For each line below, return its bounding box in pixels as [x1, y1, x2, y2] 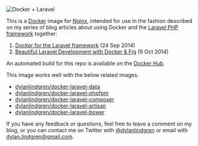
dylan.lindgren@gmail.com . [6, 133, 74, 140]
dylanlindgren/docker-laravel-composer [14, 96, 114, 103]
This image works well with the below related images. [6, 71, 139, 78]
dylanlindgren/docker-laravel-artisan [14, 102, 107, 109]
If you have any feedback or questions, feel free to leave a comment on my [6, 120, 193, 127]
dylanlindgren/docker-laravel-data [14, 83, 101, 90]
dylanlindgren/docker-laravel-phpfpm [14, 90, 109, 96]
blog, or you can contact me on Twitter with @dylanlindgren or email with [6, 127, 188, 133]
